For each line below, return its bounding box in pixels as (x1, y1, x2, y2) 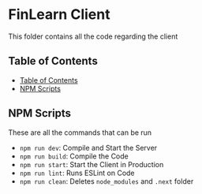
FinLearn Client (8, 6, 110, 24)
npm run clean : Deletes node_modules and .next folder (19, 176, 194, 186)
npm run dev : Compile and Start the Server (19, 143, 158, 152)
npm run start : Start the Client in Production (19, 159, 164, 169)
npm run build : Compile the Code (19, 151, 129, 161)
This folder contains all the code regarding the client (8, 32, 178, 41)
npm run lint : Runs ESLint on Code (19, 168, 136, 177)
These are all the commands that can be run (8, 128, 152, 137)
